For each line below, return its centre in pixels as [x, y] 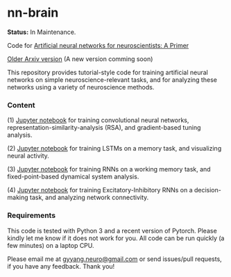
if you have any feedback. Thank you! [61, 266]
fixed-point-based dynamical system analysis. [73, 177]
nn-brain [33, 13]
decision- [208, 190]
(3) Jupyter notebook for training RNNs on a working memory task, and [109, 169]
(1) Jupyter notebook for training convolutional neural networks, [98, 120]
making [18, 198]
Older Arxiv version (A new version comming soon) [80, 59]
